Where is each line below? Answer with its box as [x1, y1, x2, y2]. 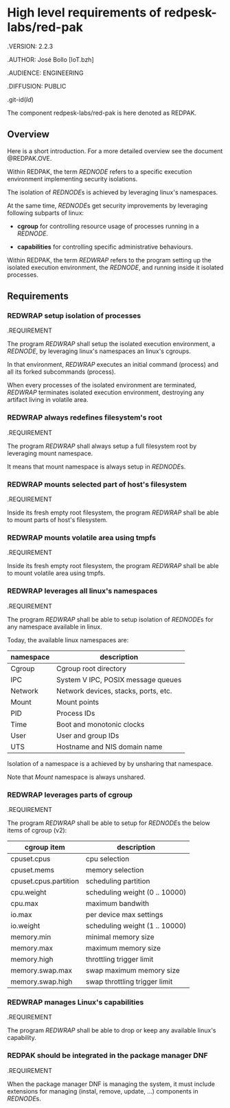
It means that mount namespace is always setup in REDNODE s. [7, 462, 186, 471]
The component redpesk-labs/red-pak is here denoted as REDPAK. [7, 109, 197, 117]
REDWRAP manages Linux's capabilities [7, 997, 144, 1007]
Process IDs [56, 708, 95, 718]
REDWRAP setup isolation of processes [7, 311, 141, 321]
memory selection [85, 865, 144, 874]
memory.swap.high [10, 977, 73, 986]
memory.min [10, 932, 51, 942]
